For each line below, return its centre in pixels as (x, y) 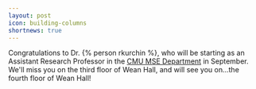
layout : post (30, 15)
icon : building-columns (48, 23)
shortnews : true (35, 30)
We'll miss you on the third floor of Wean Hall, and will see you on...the (124, 70)
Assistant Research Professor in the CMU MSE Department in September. (128, 61)
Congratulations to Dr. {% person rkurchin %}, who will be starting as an (126, 53)
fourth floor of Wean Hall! (50, 78)
